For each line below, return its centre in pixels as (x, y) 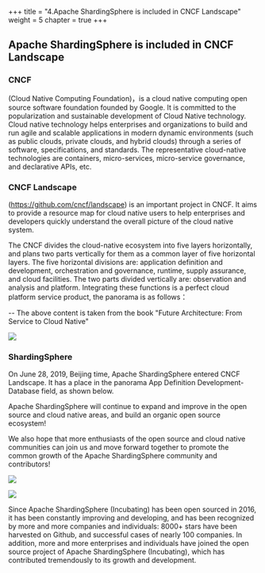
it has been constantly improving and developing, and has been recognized (131, 518)
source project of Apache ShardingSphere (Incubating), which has (117, 552)
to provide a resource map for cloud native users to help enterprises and (127, 212)
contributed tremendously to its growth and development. (102, 560)
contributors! (29, 464)
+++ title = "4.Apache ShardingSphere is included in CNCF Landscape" (125, 12)
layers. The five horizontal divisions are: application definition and (116, 262)
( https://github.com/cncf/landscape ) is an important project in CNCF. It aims (133, 204)
